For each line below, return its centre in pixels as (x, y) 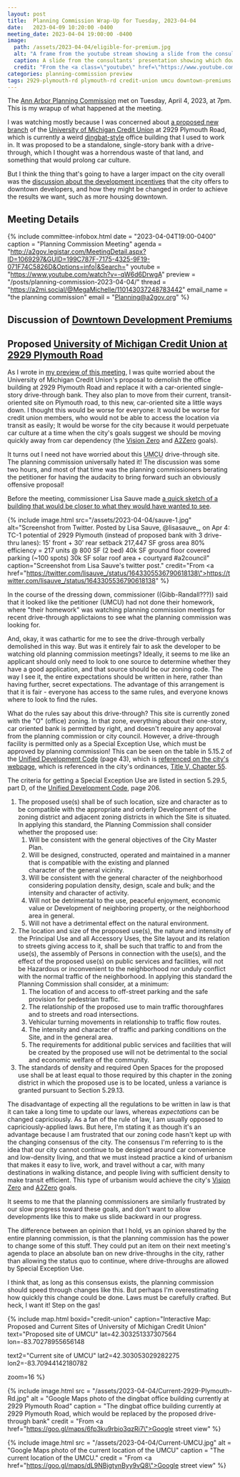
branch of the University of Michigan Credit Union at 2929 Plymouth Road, (117, 130)
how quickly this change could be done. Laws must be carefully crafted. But (119, 1298)
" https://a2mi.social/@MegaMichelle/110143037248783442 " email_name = (118, 289)
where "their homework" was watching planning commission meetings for (116, 610)
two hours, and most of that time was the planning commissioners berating (117, 469)
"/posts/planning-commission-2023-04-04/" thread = (87, 282)
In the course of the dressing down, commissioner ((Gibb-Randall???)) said (118, 595)
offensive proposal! (36, 485)
